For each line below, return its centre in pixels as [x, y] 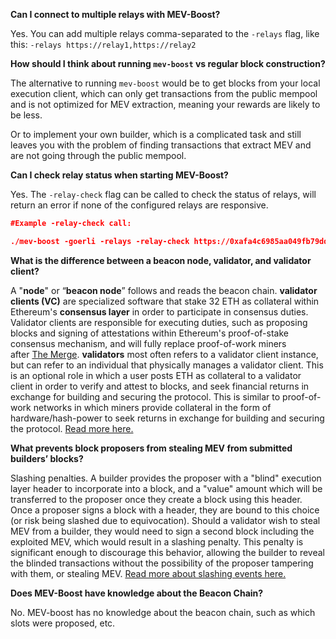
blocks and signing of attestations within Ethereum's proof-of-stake [149, 333]
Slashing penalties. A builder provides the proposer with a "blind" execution [166, 478]
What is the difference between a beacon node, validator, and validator [161, 260]
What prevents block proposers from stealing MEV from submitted [151, 448]
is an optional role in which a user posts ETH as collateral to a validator [156, 375]
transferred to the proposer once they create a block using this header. [156, 499]
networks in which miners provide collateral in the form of [152, 407]
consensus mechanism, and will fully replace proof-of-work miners [148, 343]
